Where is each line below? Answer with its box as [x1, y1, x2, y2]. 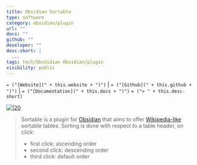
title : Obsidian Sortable [6, 8, 71, 15]
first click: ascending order [30, 140, 97, 148]
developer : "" [6, 43, 42, 49]
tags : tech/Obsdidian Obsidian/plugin [6, 59, 104, 65]
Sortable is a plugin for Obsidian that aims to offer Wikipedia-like [20, 116, 182, 123]
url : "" [6, 25, 26, 32]
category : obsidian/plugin [6, 20, 74, 26]
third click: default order [30, 153, 90, 160]
